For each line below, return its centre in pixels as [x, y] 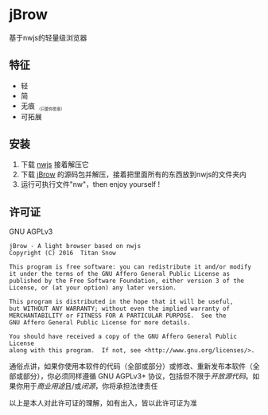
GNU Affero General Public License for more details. [100, 323]
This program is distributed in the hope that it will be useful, [121, 302]
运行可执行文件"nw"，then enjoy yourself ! [90, 184]
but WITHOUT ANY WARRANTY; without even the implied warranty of [119, 309]
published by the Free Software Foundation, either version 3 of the [127, 281]
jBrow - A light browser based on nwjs [75, 246]
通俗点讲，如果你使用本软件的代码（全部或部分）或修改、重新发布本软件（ [131, 367]
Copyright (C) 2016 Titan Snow [62, 253]
